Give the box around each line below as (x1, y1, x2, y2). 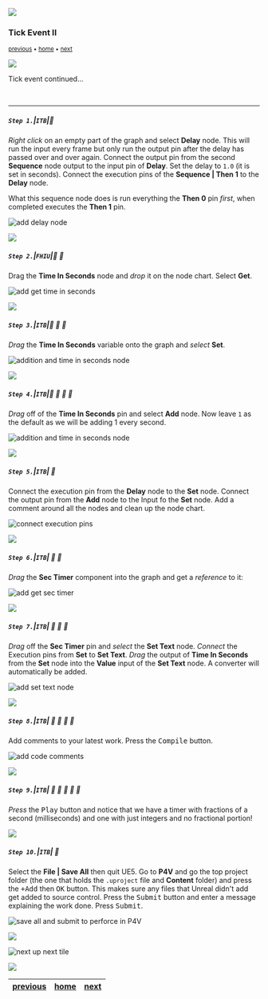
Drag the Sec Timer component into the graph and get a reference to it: (8, 573, 243, 582)
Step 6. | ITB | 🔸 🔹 (8, 552, 62, 561)
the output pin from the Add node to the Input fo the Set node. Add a (8, 495, 235, 505)
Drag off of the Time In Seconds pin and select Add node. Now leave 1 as (8, 409, 252, 419)
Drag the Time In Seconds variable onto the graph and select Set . (8, 340, 226, 350)
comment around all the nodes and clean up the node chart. (8, 504, 206, 513)
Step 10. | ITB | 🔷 (8, 846, 60, 856)
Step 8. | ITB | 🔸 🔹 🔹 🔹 (8, 716, 75, 725)
